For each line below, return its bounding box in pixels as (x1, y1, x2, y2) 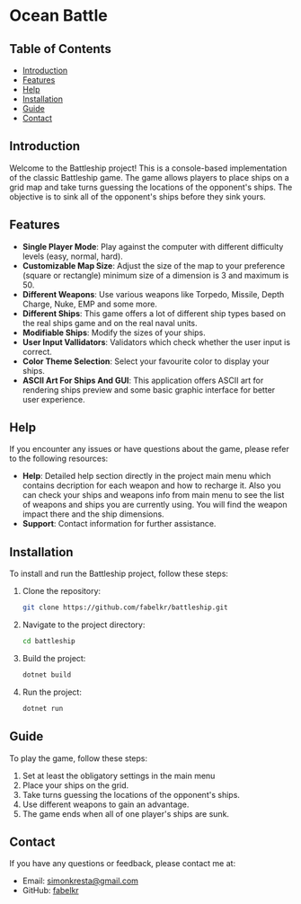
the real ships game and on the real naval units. (22, 317, 198, 328)
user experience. (22, 394, 85, 404)
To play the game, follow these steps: (9, 752, 148, 764)
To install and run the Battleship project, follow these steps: (9, 568, 229, 580)
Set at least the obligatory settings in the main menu (22, 770, 216, 781)
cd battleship (22, 637, 75, 646)
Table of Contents (9, 41, 112, 57)
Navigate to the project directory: (22, 619, 146, 630)
